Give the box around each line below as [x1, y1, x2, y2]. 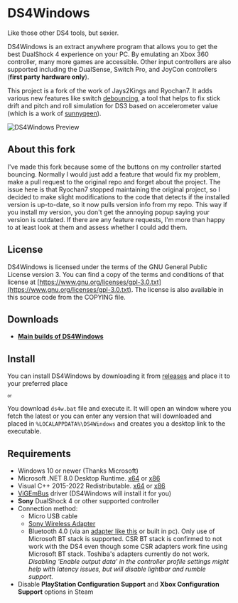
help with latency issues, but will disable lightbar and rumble [28, 565, 206, 573]
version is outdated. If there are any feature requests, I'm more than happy [7, 215, 225, 224]
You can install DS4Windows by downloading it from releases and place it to [7, 372, 231, 380]
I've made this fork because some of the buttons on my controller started [7, 162, 222, 171]
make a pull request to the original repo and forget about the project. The [7, 177, 221, 186]
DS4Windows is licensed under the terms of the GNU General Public [7, 262, 208, 271]
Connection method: [17, 504, 78, 513]
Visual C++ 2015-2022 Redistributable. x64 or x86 [17, 482, 166, 490]
